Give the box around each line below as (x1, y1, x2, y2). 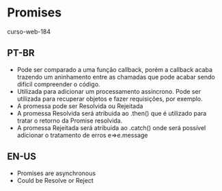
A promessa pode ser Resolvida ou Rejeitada (16, 101, 143, 110)
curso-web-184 (7, 27, 51, 36)
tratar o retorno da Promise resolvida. (16, 116, 123, 125)
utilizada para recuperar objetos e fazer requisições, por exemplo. (16, 94, 203, 103)
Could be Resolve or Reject (16, 176, 94, 184)
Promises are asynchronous (16, 169, 96, 177)
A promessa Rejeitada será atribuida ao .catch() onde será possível (16, 123, 206, 131)
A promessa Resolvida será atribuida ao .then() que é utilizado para (16, 109, 207, 117)
